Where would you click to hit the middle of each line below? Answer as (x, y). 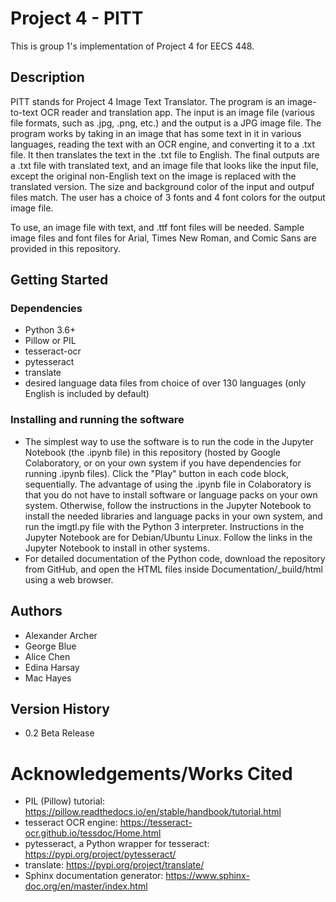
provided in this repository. (65, 248)
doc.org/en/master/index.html (86, 886)
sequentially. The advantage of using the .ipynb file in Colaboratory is (168, 484)
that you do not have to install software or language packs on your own (171, 494)
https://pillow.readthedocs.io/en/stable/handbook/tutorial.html (153, 812)
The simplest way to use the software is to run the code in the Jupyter (169, 441)
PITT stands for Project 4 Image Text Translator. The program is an (148, 101)
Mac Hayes (48, 678)
